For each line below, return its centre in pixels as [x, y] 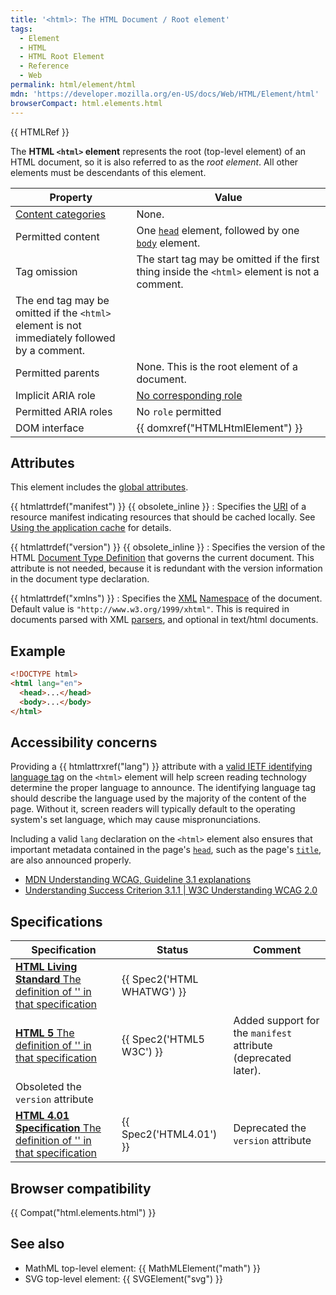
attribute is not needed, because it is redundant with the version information [166, 568]
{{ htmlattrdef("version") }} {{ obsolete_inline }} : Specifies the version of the [168, 547]
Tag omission [46, 271]
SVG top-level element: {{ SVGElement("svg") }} [123, 1278]
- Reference [44, 66]
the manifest [263, 1033]
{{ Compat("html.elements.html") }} [83, 1212]
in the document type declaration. [80, 579]
